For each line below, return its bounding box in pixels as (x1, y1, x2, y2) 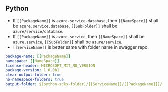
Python (5, 4, 29, 13)
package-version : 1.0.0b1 (5, 68, 59, 73)
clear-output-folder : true (5, 72, 62, 77)
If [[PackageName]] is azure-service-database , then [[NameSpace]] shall (12, 17, 159, 23)
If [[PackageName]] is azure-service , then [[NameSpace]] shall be (12, 33, 145, 39)
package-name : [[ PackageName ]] (5, 54, 71, 59)
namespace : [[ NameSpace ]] (5, 58, 59, 63)
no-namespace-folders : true (5, 77, 64, 82)
